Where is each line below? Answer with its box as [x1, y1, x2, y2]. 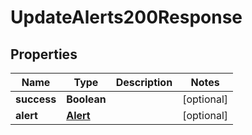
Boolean [66, 92, 107, 106]
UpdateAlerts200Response [10, 6, 243, 29]
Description [115, 76, 173, 89]
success [15, 92, 57, 106]
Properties [10, 46, 78, 63]
